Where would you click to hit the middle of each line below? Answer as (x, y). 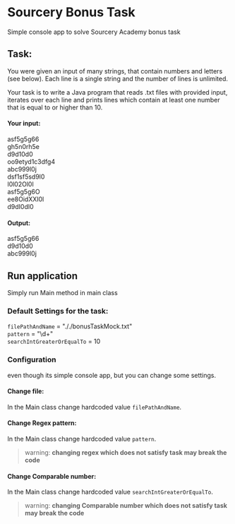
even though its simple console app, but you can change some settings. (112, 375)
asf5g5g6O (24, 191)
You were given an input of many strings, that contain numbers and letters (115, 71)
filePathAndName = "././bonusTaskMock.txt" (70, 326)
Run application (43, 276)
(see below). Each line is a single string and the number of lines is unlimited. (117, 78)
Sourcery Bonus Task (71, 12)
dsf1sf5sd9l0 (26, 177)
